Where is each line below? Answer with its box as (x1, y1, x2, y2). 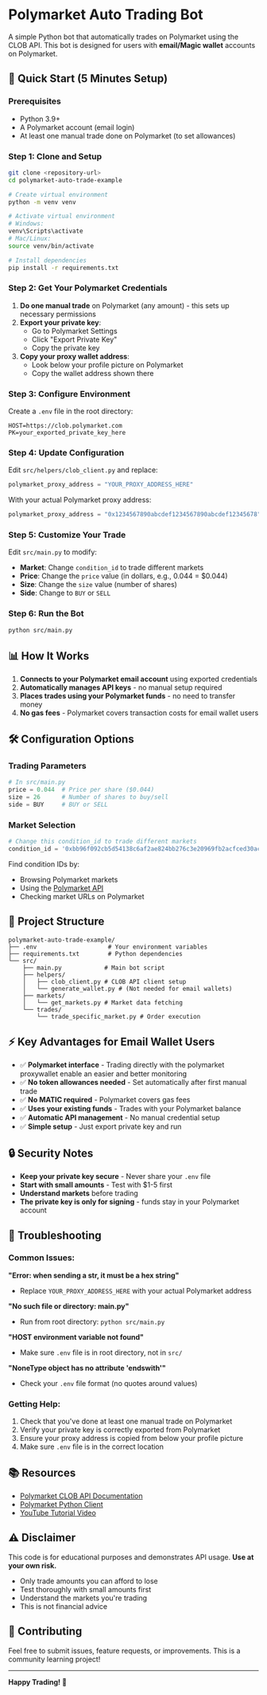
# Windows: (8, 220, 44, 228)
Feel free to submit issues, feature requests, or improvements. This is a (8, 1646, 241, 1655)
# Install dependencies (8, 256, 87, 264)
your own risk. (8, 1560, 57, 1570)
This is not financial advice (19, 1601, 108, 1611)
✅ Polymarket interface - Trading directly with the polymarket (19, 1060, 225, 1070)
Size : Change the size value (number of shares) (19, 580, 177, 589)
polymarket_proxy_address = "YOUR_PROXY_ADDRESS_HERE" (8, 480, 194, 489)
